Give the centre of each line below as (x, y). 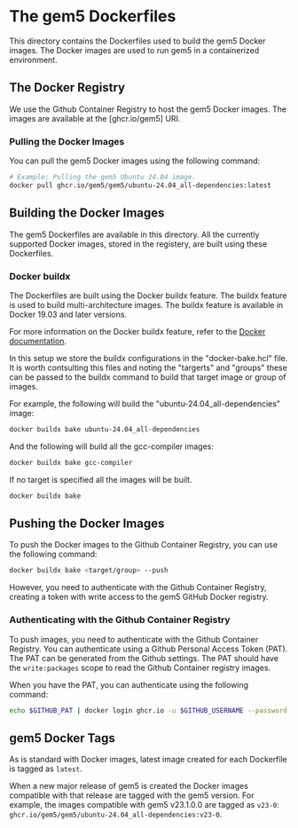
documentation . (38, 341)
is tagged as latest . (46, 769)
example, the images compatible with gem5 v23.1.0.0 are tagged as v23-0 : (144, 805)
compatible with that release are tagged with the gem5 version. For (132, 795)
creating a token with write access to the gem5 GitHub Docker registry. (139, 597)
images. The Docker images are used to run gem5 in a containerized (134, 50)
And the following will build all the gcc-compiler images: (112, 446)
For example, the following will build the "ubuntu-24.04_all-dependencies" (145, 403)
